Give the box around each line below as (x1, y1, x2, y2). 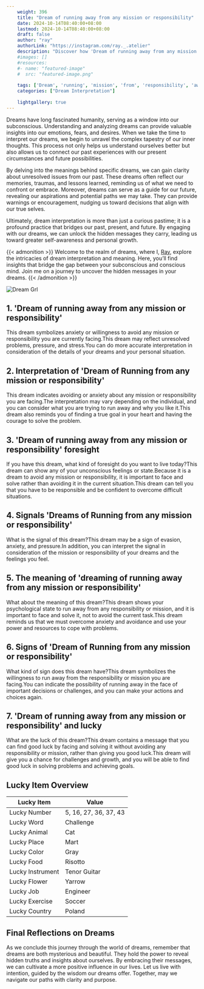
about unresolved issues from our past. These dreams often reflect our (6, 173, 184, 180)
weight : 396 (17, 9, 47, 15)
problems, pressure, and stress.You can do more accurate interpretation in (6, 341, 192, 349)
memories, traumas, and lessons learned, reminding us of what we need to (6, 179, 194, 187)
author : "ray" (17, 37, 53, 43)
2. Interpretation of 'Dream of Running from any (6, 366, 190, 376)
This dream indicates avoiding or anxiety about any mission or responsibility (6, 391, 197, 399)
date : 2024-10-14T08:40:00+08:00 (17, 20, 102, 26)
